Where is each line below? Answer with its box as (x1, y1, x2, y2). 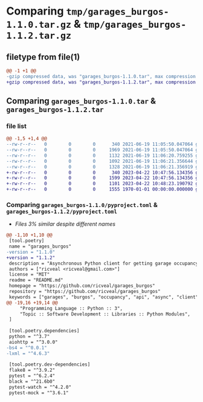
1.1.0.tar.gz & (6, 17, 82, 31)
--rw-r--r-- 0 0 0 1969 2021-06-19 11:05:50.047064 (6, 147, 193, 153)
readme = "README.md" (8, 277, 63, 283)
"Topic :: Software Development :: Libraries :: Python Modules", (19, 311, 190, 317)
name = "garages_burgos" (8, 243, 71, 249)
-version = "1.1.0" (6, 249, 56, 255)
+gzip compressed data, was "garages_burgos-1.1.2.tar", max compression (6, 79, 196, 85)
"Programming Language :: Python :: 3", (19, 305, 123, 311)
